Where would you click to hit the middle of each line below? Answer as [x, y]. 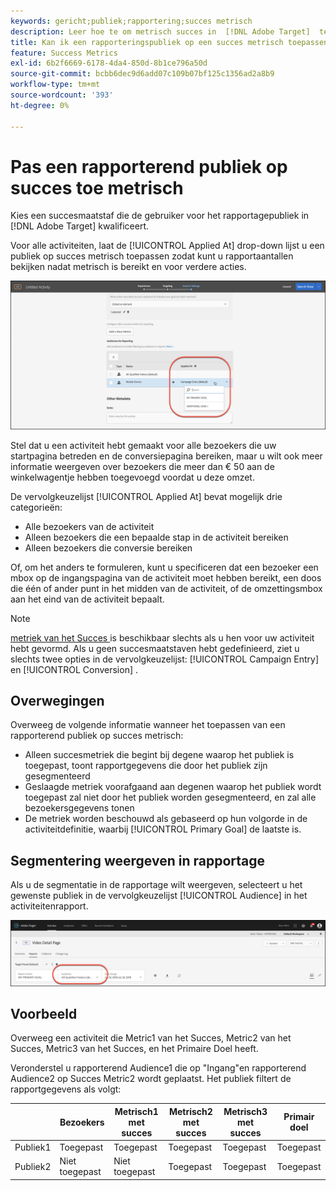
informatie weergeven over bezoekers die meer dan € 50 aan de [142, 466]
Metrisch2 [190, 1111]
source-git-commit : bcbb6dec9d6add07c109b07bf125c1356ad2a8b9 [142, 74]
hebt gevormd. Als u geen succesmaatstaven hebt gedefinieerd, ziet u [155, 648]
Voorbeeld [44, 1014]
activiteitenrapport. [49, 906]
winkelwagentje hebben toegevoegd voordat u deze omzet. [132, 477]
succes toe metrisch [97, 187]
